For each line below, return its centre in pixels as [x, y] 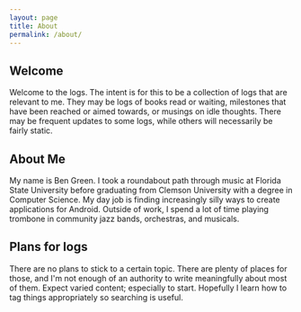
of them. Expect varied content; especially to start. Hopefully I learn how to [148, 288]
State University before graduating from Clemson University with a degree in [151, 190]
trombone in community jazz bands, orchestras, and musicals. [124, 218]
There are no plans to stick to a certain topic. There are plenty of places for [148, 268]
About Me [37, 159]
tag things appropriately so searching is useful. [97, 297]
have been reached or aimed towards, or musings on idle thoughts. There [145, 111]
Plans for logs [49, 247]
